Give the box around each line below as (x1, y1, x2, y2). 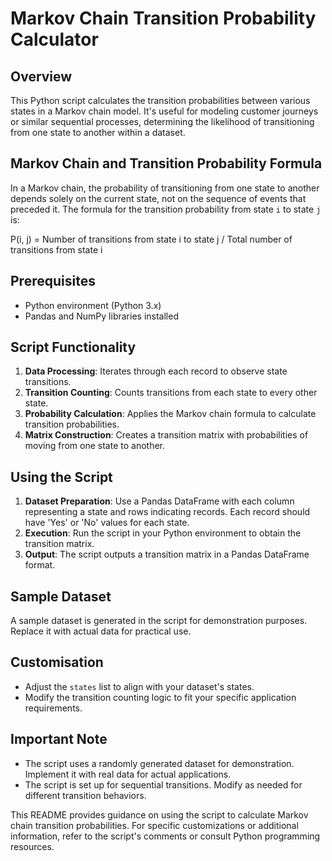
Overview (10, 68, 73, 85)
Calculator (10, 28, 99, 51)
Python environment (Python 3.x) (24, 299, 162, 311)
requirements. (24, 702, 83, 714)
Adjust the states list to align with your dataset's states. (24, 680, 255, 692)
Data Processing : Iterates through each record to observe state (24, 365, 288, 377)
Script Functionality (10, 339, 137, 356)
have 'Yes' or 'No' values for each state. (24, 517, 190, 529)
